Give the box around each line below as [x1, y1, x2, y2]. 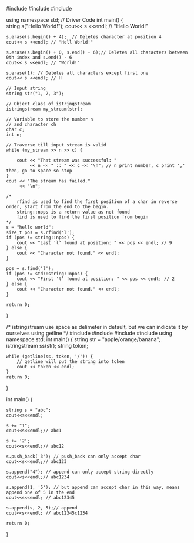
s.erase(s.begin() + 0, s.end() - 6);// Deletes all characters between [6, 49, 188, 55]
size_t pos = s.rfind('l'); [6, 229, 75, 235]
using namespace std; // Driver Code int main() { [6, 16, 123, 23]
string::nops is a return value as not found [16, 209, 131, 215]
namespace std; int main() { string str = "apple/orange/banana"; [6, 336, 161, 343]
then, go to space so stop [6, 168, 72, 174]
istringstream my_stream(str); [6, 106, 83, 112]
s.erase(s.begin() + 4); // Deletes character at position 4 [6, 34, 162, 40]
